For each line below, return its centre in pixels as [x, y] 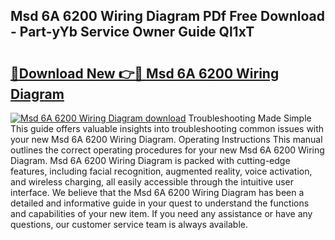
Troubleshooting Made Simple [250, 118]
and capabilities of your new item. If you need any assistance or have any [161, 213]
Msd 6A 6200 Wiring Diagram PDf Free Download [167, 16]
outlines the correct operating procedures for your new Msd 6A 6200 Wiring [167, 150]
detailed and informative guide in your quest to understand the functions [160, 203]
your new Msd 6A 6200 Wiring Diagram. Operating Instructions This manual [166, 139]
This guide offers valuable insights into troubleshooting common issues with [167, 128]
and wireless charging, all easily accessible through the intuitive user [152, 182]
